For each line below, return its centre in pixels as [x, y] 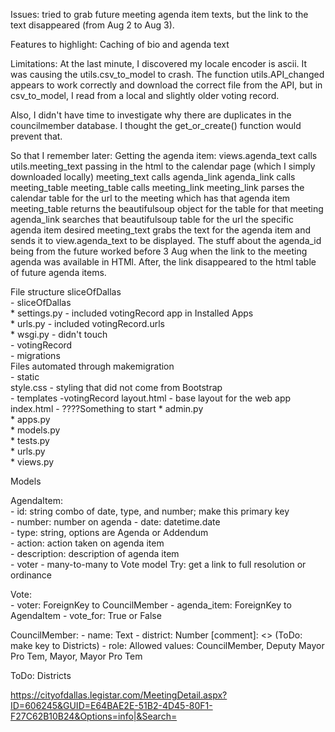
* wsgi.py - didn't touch [59, 334]
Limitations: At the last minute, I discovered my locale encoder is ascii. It [159, 63]
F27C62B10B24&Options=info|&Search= [94, 716]
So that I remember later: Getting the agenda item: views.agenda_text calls [164, 155]
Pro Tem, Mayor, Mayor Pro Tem [76, 656]
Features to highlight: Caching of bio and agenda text [120, 44]
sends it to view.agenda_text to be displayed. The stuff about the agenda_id [166, 240]
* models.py [35, 430]
